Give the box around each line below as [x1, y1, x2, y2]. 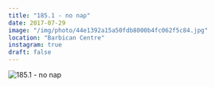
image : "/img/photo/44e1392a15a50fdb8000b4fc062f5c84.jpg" [8, 26, 209, 34]
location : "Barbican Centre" [8, 33, 105, 42]
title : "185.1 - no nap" [8, 11, 91, 20]
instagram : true [8, 41, 62, 49]
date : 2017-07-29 [8, 19, 66, 27]
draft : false [8, 48, 52, 56]
